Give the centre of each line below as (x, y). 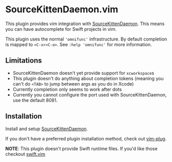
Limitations (24, 61)
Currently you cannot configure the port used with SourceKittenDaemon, (90, 95)
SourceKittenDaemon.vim (62, 9)
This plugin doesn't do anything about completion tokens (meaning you (88, 78)
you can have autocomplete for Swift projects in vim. (61, 29)
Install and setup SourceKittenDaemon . (47, 129)
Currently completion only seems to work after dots (67, 89)
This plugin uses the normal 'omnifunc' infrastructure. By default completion (86, 39)
